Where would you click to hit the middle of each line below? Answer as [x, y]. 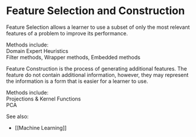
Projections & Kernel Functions [44, 99]
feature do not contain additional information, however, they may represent [97, 75]
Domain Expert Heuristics [37, 51]
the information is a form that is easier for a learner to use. [77, 81]
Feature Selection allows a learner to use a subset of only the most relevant [98, 27]
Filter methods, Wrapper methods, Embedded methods [73, 57]
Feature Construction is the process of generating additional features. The [97, 68]
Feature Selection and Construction [96, 11]
